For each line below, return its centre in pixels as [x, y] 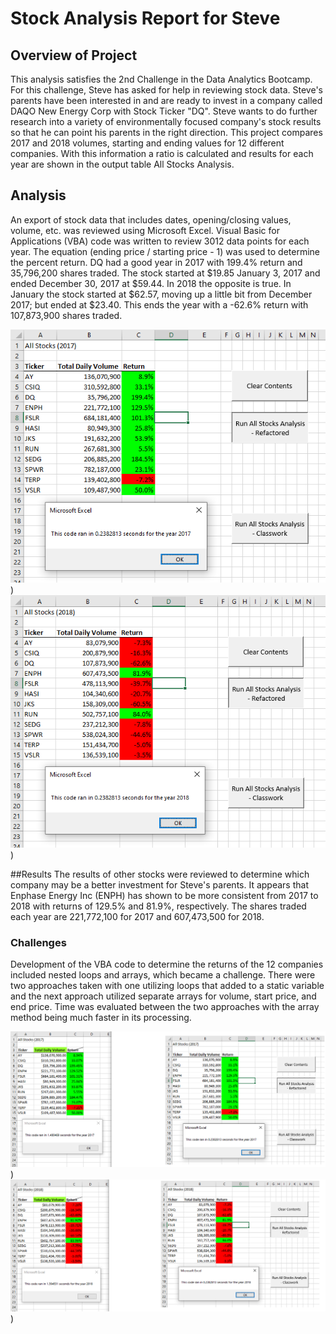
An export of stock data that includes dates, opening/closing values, [151, 219]
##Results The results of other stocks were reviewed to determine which [160, 874]
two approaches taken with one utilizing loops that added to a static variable [167, 986]
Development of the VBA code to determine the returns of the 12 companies [167, 964]
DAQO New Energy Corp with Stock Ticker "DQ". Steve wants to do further [164, 111]
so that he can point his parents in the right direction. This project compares [166, 132]
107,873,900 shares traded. [66, 315]
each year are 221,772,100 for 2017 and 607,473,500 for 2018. [137, 917]
